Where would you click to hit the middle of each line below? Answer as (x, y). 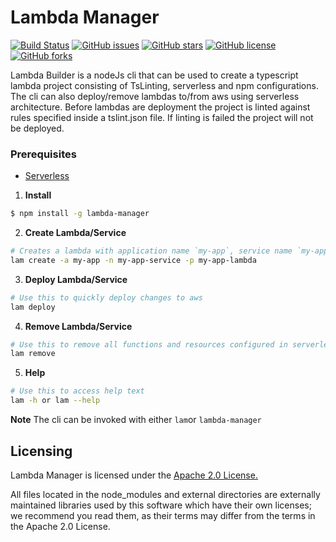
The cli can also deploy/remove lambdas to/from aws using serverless (155, 96)
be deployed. (37, 128)
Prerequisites (43, 154)
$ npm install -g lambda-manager (80, 214)
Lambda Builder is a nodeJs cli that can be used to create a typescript (154, 75)
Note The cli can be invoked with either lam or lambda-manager (136, 420)
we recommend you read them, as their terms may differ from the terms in (163, 515)
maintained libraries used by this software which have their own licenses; (161, 505)
